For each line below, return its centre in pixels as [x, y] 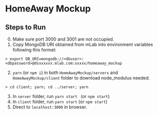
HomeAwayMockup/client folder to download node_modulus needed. [81, 78]
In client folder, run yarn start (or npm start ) [60, 101]
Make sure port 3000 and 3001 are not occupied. [63, 39]
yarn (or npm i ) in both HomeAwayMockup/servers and [65, 72]
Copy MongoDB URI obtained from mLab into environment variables [83, 44]
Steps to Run [26, 27]
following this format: [34, 50]
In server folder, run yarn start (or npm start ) [61, 96]
